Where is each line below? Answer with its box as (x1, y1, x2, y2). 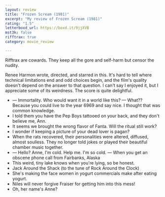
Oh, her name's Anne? (12, 186, 58, 192)
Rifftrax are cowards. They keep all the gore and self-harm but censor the (5, 57, 154, 63)
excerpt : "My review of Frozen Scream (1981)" (5, 16, 102, 21)
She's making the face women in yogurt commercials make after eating (12, 170, 157, 176)
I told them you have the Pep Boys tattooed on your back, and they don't (12, 113, 160, 119)
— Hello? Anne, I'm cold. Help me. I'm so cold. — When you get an (12, 149, 148, 155)
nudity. (5, 62, 19, 68)
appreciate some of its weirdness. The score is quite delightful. (5, 87, 133, 94)
